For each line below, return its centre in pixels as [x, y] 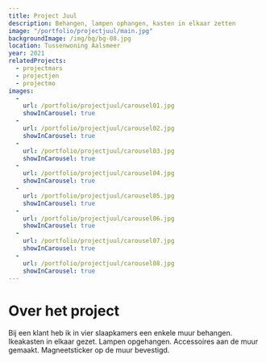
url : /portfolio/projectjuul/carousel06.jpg [99, 219]
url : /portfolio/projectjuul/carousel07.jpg [99, 241]
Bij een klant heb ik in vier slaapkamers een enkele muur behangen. [121, 333]
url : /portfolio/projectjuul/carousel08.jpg [99, 263]
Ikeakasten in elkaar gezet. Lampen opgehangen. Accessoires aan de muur [133, 342]
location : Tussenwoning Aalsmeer [64, 46]
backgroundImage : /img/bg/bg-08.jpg [70, 38]
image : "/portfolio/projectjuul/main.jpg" [81, 31]
